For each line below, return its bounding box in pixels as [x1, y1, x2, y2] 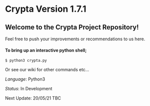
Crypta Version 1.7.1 [5, 3, 87, 15]
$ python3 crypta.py [5, 58, 48, 63]
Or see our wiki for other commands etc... [5, 67, 89, 73]
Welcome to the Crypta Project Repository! [5, 23, 139, 31]
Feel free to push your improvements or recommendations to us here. [5, 36, 146, 42]
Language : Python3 [5, 76, 46, 82]
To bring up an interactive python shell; [5, 47, 87, 53]
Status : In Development [5, 86, 52, 92]
